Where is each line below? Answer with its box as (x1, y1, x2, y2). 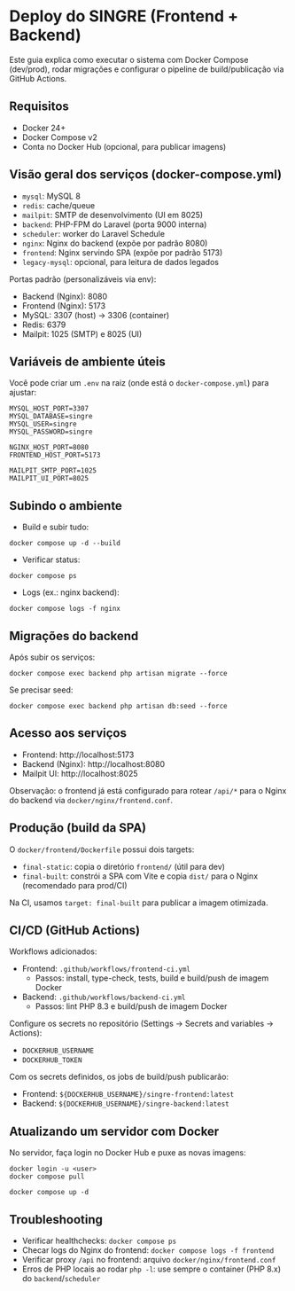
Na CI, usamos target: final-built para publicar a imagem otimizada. (9, 897, 268, 908)
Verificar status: (21, 554, 81, 565)
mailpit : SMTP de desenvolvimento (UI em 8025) (21, 209, 204, 220)
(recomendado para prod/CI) (21, 880, 128, 890)
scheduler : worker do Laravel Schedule (21, 228, 166, 239)
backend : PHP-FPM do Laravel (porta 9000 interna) (21, 219, 207, 230)
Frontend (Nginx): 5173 (21, 300, 106, 311)
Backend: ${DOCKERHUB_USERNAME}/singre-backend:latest (21, 1098, 229, 1109)
